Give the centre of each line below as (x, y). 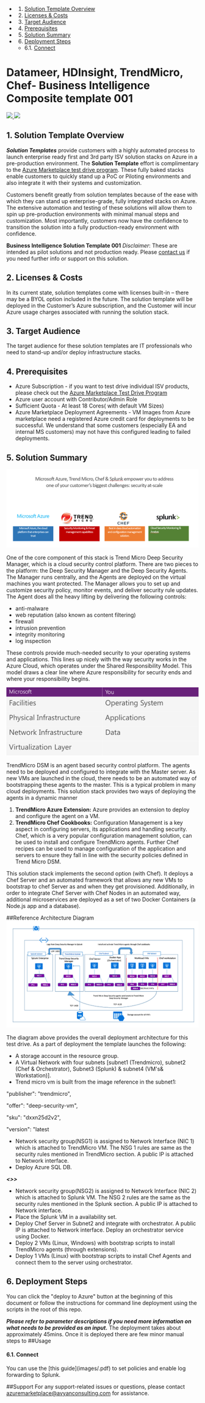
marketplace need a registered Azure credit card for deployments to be (105, 419)
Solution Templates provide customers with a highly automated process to (101, 150)
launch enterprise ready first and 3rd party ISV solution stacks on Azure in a (102, 157)
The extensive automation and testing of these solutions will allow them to (99, 207)
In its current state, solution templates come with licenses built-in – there (98, 292)
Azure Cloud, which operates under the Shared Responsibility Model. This (99, 666)
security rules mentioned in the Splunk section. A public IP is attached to (106, 1204)
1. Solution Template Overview (65, 136)
